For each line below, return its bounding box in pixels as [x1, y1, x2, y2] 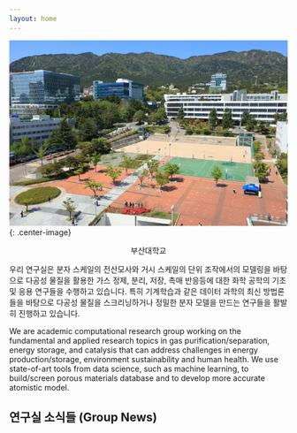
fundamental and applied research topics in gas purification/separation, [9, 335, 270, 346]
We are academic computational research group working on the [9, 325, 241, 336]
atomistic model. [9, 382, 70, 392]
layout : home [9, 14, 57, 23]
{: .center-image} [9, 226, 72, 238]
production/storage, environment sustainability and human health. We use [9, 353, 278, 364]
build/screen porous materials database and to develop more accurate [9, 372, 265, 384]
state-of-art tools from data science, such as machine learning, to [9, 363, 249, 374]
